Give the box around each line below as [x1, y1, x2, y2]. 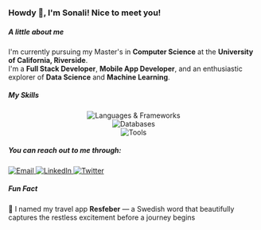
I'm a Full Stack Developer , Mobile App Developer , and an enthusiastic [8, 64, 243, 73]
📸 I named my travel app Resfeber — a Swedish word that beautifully [8, 204, 235, 213]
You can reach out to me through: [8, 146, 122, 155]
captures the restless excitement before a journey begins [8, 212, 196, 222]
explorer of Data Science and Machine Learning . [8, 72, 170, 82]
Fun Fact [8, 184, 38, 193]
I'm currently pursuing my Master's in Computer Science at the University [8, 47, 254, 57]
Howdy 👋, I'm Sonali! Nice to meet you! [8, 7, 162, 18]
